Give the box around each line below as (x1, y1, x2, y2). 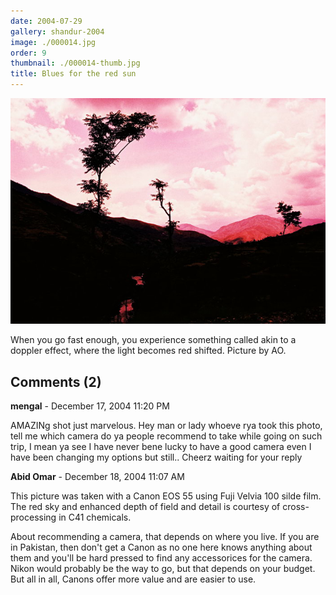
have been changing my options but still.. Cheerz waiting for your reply (10, 451, 303, 464)
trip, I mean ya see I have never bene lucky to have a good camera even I (10, 441, 312, 453)
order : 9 (10, 48, 47, 58)
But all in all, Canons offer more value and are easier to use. (10, 573, 257, 585)
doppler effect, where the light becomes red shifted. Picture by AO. (10, 345, 287, 357)
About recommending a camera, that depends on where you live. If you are (10, 531, 320, 543)
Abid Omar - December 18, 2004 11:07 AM (10, 471, 185, 483)
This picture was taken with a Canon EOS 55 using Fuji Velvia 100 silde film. (10, 490, 322, 502)
